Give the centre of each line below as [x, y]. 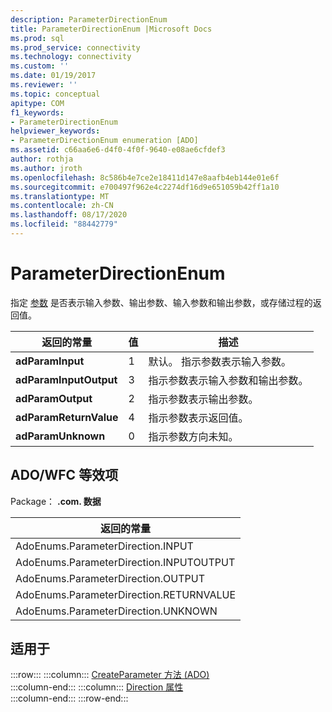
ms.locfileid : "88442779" [64, 224]
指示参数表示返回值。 [198, 418]
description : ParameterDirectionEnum [89, 19]
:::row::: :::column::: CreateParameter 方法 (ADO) [110, 675]
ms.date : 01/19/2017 [53, 76]
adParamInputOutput [66, 379]
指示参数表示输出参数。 [203, 399]
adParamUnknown [60, 436]
